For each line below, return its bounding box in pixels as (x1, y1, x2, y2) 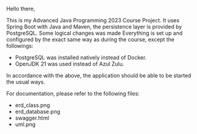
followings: (6, 42, 34, 49)
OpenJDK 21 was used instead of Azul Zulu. (15, 60, 124, 67)
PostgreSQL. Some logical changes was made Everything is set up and (6, 29, 183, 37)
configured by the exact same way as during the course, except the (6, 36, 175, 43)
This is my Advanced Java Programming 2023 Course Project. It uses (6, 17, 179, 23)
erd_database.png (15, 108, 60, 115)
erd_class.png (15, 102, 50, 109)
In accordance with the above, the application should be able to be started (6, 72, 192, 79)
